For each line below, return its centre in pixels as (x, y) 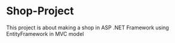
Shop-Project (40, 11)
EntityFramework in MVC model (45, 33)
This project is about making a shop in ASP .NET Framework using (87, 27)
